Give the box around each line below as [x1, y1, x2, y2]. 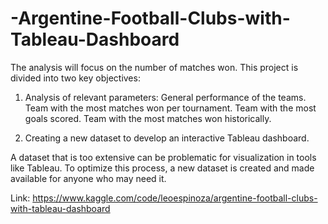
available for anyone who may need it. [10, 172, 167, 184]
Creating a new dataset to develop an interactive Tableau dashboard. [24, 132, 310, 144]
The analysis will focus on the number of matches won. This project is [10, 61, 299, 73]
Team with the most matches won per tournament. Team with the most [24, 102, 317, 114]
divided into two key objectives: [10, 72, 141, 84]
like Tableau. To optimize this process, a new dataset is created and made [10, 162, 315, 174]
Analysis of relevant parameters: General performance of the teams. [24, 91, 307, 103]
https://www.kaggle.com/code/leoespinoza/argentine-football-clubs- [32, 192, 318, 204]
